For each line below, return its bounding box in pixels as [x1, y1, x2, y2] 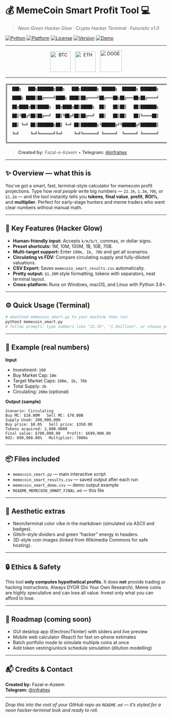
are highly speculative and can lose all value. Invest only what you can [5, 590, 154, 596]
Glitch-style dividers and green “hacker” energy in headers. [12, 531, 139, 537]
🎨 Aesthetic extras [5, 507, 66, 516]
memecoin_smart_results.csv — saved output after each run [12, 476, 138, 482]
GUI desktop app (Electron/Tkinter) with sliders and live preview [12, 629, 148, 635]
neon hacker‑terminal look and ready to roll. [5, 707, 98, 713]
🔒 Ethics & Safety [5, 562, 61, 571]
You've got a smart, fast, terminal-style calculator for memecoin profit [5, 182, 153, 188]
